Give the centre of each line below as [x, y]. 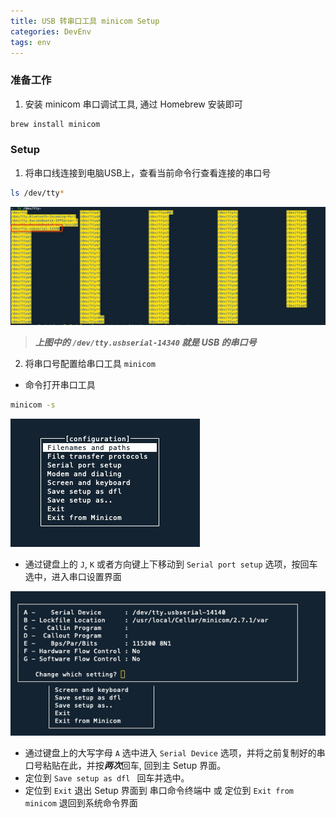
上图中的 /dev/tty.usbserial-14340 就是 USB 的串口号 [145, 342]
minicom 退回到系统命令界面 [81, 803]
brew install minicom [55, 124]
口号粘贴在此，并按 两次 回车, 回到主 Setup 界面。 [125, 766]
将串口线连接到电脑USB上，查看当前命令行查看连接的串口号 [148, 172]
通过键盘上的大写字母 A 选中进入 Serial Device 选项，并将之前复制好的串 [175, 753]
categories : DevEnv [51, 31]
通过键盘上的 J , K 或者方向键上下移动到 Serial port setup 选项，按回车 [171, 564]
